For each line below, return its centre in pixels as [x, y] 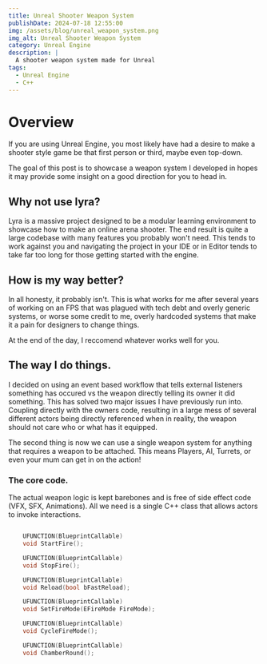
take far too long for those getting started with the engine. [104, 255]
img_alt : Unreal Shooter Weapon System [75, 38]
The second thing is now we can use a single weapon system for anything [130, 442]
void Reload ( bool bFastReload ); [76, 587]
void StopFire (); [52, 565]
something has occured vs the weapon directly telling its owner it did [122, 393]
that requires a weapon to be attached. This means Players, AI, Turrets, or [130, 451]
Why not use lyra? [54, 202]
